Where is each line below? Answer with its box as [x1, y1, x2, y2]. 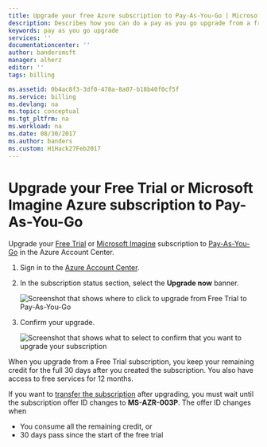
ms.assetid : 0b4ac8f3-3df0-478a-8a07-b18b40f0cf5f [8, 85, 180, 93]
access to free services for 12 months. [8, 374, 133, 383]
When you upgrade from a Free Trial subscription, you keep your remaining [8, 357, 254, 367]
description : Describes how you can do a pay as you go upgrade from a [8, 19, 250, 27]
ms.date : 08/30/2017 [8, 130, 77, 138]
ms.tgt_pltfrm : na [8, 115, 69, 124]
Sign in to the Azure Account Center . [19, 263, 140, 273]
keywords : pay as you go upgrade [8, 26, 119, 34]
